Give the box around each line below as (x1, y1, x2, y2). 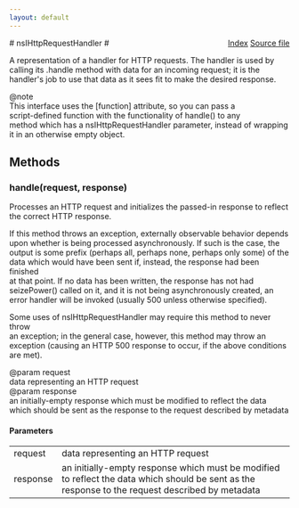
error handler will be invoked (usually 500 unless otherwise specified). (9, 295, 268, 306)
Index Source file (228, 37, 290, 48)
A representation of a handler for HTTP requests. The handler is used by (9, 54, 275, 65)
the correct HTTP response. (9, 211, 112, 222)
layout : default (9, 12, 69, 22)
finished (9, 266, 39, 277)
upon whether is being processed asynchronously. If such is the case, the (9, 238, 280, 249)
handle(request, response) (9, 181, 127, 193)
